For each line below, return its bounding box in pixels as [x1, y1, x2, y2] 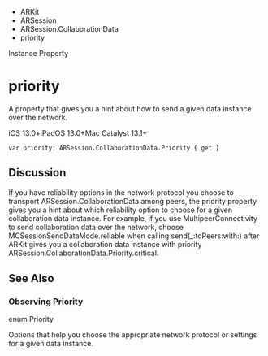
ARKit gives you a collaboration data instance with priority [8, 239, 202, 249]
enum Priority [8, 315, 54, 324]
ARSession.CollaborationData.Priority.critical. [8, 248, 159, 258]
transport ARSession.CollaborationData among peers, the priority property [8, 196, 257, 206]
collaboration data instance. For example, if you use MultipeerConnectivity [8, 213, 257, 223]
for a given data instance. [8, 339, 94, 349]
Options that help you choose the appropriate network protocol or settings [8, 330, 257, 340]
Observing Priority [8, 296, 84, 307]
